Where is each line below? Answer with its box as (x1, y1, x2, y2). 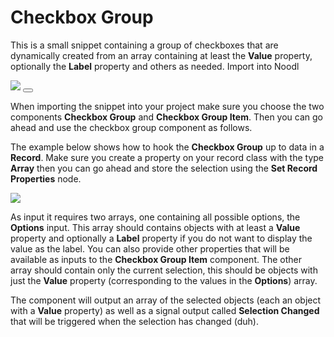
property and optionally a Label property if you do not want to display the (10, 232, 313, 244)
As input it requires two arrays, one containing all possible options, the (10, 211, 301, 223)
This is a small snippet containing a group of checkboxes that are (10, 39, 279, 51)
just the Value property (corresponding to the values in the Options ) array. (10, 274, 318, 286)
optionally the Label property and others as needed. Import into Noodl (10, 60, 300, 72)
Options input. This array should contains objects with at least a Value (10, 221, 301, 233)
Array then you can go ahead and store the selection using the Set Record (10, 162, 318, 174)
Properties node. (10, 172, 82, 185)
